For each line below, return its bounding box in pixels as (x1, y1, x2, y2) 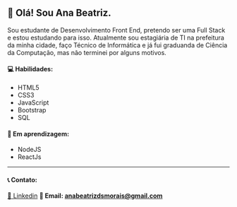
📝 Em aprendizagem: (7, 129, 69, 138)
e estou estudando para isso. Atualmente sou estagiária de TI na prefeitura (7, 33, 224, 42)
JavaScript (17, 98, 49, 107)
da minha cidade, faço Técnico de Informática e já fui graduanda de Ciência (7, 40, 228, 49)
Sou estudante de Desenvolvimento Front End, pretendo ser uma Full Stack (7, 25, 226, 34)
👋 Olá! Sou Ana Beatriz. (7, 7, 111, 19)
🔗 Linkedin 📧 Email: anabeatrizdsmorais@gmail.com (7, 191, 163, 200)
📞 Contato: (7, 175, 37, 184)
